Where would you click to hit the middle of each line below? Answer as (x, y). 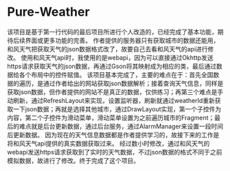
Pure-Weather (49, 12)
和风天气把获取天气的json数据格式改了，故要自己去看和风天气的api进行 (107, 49)
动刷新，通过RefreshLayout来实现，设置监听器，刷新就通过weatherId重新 (111, 100)
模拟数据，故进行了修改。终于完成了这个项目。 (73, 160)
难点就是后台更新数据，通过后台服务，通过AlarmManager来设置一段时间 (121, 126)
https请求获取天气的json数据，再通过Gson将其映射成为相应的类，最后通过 (112, 66)
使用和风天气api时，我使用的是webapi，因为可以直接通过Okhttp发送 (117, 57)
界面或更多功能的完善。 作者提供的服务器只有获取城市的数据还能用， (122, 40)
